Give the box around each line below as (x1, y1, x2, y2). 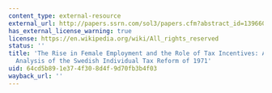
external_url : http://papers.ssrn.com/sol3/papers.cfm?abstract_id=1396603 (8, 19, 270, 27)
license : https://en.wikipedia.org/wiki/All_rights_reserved (8, 34, 219, 43)
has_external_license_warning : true (8, 27, 132, 35)
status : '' (8, 42, 45, 50)
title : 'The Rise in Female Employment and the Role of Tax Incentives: (8, 49, 259, 57)
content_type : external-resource (8, 11, 121, 20)
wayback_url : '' (8, 72, 63, 80)
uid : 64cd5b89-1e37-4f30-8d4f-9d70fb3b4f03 (8, 65, 158, 73)
